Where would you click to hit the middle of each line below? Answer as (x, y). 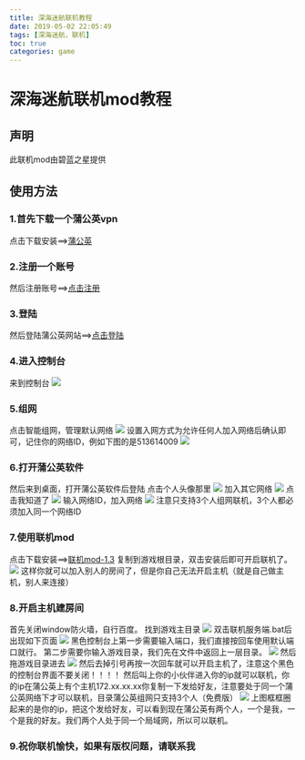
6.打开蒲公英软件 (47, 467)
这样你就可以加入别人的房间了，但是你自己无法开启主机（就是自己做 (148, 571)
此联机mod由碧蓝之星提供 (58, 159)
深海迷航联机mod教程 (91, 100)
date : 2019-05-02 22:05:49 (61, 26)
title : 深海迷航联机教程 (51, 18)
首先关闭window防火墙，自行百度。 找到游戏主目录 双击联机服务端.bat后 (151, 629)
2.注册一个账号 (42, 267)
